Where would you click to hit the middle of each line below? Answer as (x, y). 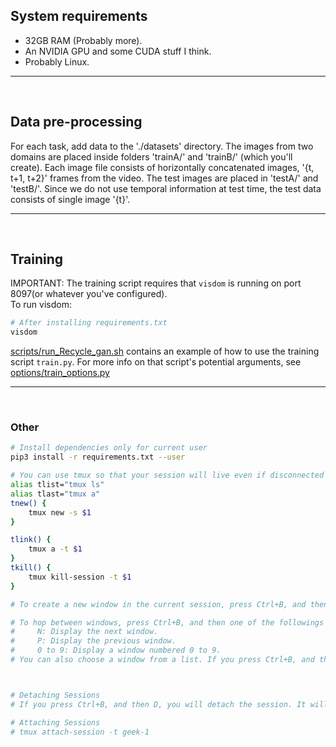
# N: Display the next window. (84, 632)
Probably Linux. (57, 61)
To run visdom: (41, 305)
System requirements (79, 16)
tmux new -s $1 (60, 512)
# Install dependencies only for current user (109, 448)
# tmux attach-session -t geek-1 (80, 732)
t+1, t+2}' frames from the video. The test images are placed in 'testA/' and (164, 178)
